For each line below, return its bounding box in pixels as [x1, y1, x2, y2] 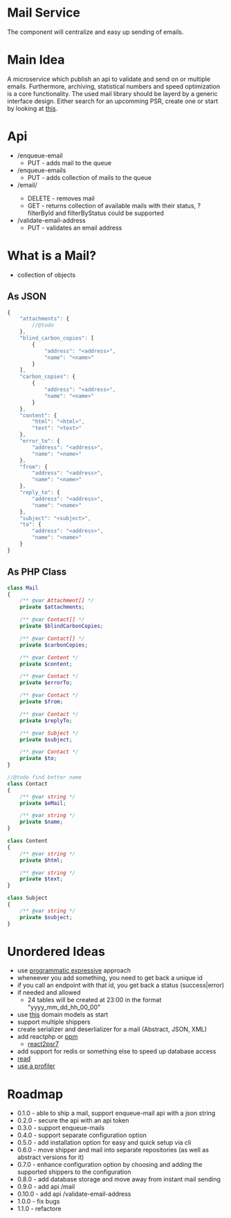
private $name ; [19, 818, 64, 826]
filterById [27, 209, 54, 217]
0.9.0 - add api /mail [17, 1183, 75, 1191]
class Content [7, 838, 48, 845]
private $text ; [19, 876, 64, 883]
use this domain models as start [17, 1011, 109, 1019]
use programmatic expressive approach [17, 966, 131, 975]
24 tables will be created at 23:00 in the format [27, 996, 162, 1004]
